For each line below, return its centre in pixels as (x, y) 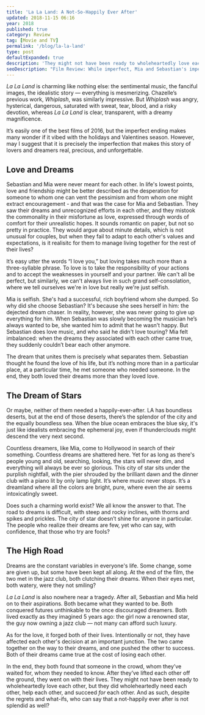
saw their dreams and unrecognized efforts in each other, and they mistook (101, 210)
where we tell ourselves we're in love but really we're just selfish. (88, 287)
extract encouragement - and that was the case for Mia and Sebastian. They (102, 204)
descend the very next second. (45, 436)
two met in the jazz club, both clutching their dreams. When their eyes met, (101, 578)
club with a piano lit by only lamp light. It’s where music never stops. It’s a (98, 481)
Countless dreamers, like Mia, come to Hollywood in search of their (91, 448)
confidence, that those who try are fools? (58, 532)
